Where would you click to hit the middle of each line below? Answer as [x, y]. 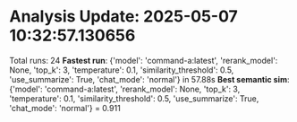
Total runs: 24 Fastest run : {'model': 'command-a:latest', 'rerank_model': [144, 60]
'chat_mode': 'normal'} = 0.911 [65, 108]
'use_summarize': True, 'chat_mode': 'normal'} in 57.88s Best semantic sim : [149, 79]
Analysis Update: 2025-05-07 [124, 17]
